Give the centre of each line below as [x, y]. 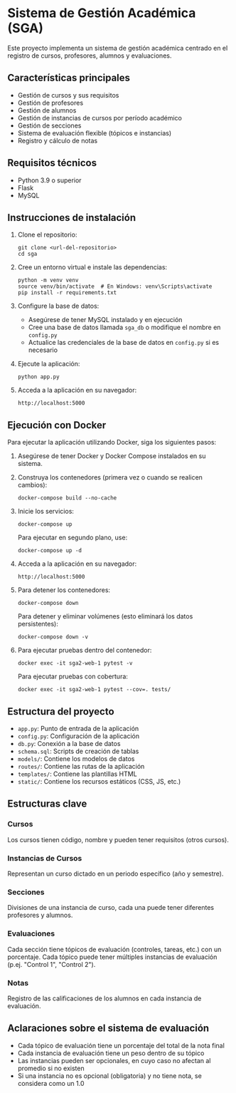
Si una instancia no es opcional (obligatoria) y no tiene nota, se [110, 1076]
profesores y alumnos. [40, 915]
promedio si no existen [51, 1068]
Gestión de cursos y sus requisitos [68, 95]
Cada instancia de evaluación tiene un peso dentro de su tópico [111, 1053]
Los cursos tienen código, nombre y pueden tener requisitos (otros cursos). [118, 839]
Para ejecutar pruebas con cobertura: [73, 677]
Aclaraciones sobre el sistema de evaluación [108, 1029]
